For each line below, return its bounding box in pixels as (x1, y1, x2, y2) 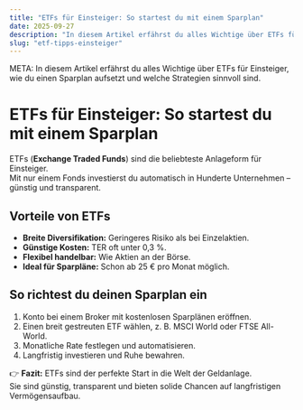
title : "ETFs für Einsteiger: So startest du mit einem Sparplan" (9, 13, 264, 23)
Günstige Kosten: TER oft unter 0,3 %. (22, 242, 167, 253)
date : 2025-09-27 (9, 22, 75, 31)
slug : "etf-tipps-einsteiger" (9, 38, 124, 48)
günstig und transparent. (9, 182, 102, 193)
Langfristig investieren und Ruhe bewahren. (22, 349, 185, 360)
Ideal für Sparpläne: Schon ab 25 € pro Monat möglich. (22, 261, 230, 272)
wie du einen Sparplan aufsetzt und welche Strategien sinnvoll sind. (9, 73, 262, 84)
